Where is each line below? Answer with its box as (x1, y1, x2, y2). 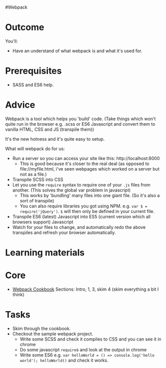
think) (12, 291, 25, 297)
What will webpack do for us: (5, 146, 65, 152)
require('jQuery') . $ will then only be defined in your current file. (19, 208, 155, 214)
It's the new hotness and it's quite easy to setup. (5, 136, 105, 142)
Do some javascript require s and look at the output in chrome (19, 347, 147, 353)
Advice (5, 99, 35, 111)
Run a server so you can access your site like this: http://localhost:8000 (12, 155, 160, 161)
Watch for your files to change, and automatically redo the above (12, 224, 146, 230)
